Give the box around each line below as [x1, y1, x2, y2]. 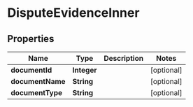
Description [103, 54, 144, 63]
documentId [10, 65, 52, 75]
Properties [7, 33, 55, 45]
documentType [10, 88, 63, 97]
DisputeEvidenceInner [7, 5, 140, 21]
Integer [72, 65, 97, 75]
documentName [10, 77, 66, 86]
